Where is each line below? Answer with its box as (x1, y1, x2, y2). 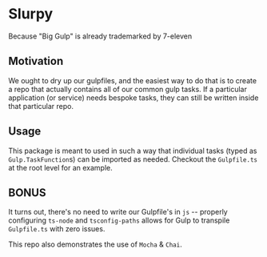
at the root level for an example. (8, 163, 114, 172)
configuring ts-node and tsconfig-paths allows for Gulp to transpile (8, 215, 230, 225)
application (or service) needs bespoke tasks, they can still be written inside (8, 93, 259, 102)
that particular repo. (8, 101, 74, 110)
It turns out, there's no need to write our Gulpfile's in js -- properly (8, 207, 228, 217)
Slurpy (8, 5, 54, 23)
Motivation (8, 54, 64, 68)
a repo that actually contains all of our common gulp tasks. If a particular (8, 84, 248, 94)
